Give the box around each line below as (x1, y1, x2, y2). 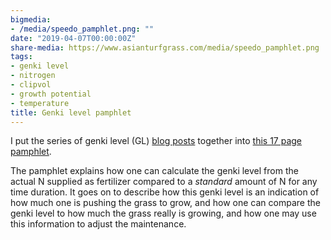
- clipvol (10, 80, 52, 90)
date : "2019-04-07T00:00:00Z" (10, 33, 137, 43)
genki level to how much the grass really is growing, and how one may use (10, 207, 317, 220)
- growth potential (10, 89, 92, 99)
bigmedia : (10, 14, 52, 25)
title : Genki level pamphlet (10, 107, 132, 118)
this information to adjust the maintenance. (10, 218, 187, 230)
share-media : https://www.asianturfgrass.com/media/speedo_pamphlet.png (10, 42, 320, 53)
